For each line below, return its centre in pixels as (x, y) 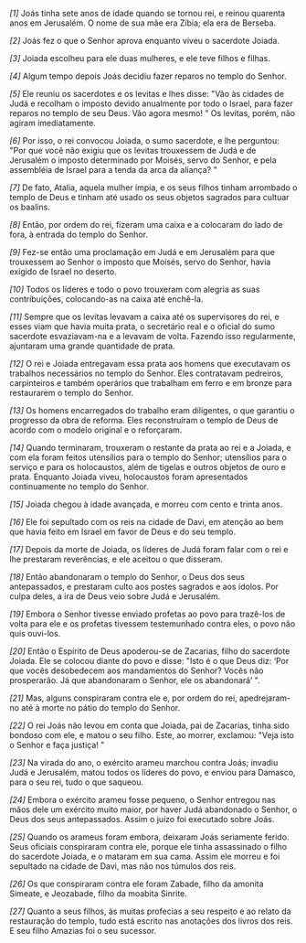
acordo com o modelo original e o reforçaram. (96, 430)
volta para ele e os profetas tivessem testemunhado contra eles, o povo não (153, 624)
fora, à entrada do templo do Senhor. (79, 234)
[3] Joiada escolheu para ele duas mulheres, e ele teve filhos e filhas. (140, 58)
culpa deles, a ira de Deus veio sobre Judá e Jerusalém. (115, 596)
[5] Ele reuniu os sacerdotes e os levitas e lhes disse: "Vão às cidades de (147, 94)
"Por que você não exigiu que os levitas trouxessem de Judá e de (133, 150)
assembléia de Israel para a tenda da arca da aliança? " (113, 170)
